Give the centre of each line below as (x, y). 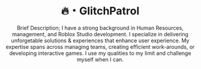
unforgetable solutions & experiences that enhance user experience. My (100, 40)
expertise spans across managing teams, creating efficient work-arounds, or (100, 46)
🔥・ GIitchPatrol (100, 11)
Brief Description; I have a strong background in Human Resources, (100, 28)
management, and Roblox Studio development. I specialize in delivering (100, 34)
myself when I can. (100, 59)
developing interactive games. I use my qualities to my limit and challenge (100, 53)
